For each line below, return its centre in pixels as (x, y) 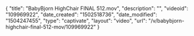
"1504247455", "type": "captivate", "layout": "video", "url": (76, 21)
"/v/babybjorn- (166, 21)
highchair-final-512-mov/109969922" (51, 27)
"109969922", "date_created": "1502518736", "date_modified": (81, 15)
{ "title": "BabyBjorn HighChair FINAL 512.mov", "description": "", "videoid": (97, 8)
